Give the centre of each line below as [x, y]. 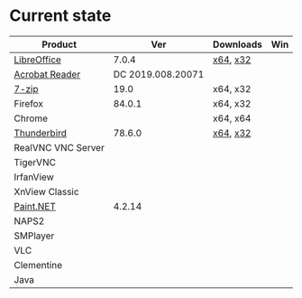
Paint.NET [35, 206]
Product [59, 44]
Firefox [28, 103]
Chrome [31, 118]
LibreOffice [37, 60]
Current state [60, 16]
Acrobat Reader [47, 74]
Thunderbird [41, 133]
